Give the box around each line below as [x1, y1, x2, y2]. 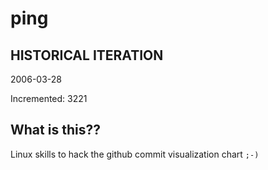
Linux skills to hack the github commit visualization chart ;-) [10, 148, 260, 160]
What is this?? [10, 122, 101, 139]
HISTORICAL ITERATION [10, 47, 164, 64]
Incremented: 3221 [10, 93, 88, 104]
